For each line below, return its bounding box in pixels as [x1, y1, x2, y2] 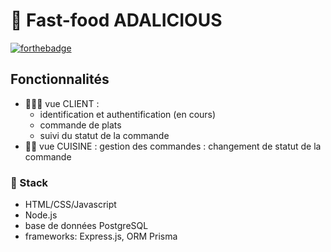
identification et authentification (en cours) [39, 108, 217, 120]
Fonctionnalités [10, 71, 110, 88]
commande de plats [39, 119, 122, 131]
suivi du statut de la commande [39, 129, 170, 141]
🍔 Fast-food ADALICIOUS [10, 9, 223, 32]
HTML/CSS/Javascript [24, 199, 117, 211]
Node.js [24, 209, 58, 221]
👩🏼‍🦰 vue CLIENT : [24, 97, 100, 109]
